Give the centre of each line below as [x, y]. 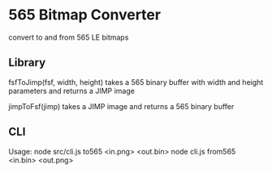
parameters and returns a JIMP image [72, 91]
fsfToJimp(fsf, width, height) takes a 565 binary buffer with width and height [136, 82]
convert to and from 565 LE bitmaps [69, 37]
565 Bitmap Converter [84, 15]
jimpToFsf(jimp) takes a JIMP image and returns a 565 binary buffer [121, 106]
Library [27, 63]
